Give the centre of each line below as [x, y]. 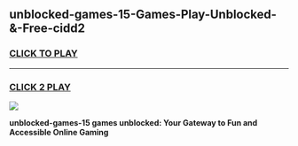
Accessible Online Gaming [59, 132]
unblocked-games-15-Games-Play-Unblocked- [143, 15]
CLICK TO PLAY [43, 54]
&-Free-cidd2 [47, 29]
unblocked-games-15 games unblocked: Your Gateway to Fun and [133, 122]
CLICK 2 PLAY [40, 87]
